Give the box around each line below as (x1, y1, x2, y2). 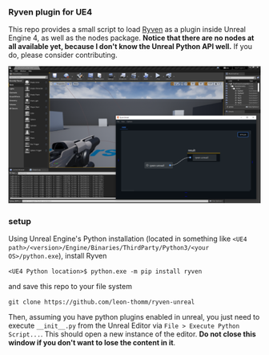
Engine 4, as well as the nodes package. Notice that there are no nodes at (8, 33, 255, 43)
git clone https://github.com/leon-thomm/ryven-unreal (8, 298, 195, 307)
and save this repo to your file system (8, 282, 132, 292)
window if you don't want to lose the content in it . (8, 338, 176, 348)
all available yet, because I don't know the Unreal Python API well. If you (8, 42, 253, 51)
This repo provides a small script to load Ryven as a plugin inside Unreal (8, 25, 247, 35)
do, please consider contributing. (8, 51, 118, 60)
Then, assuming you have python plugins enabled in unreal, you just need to (8, 312, 260, 322)
